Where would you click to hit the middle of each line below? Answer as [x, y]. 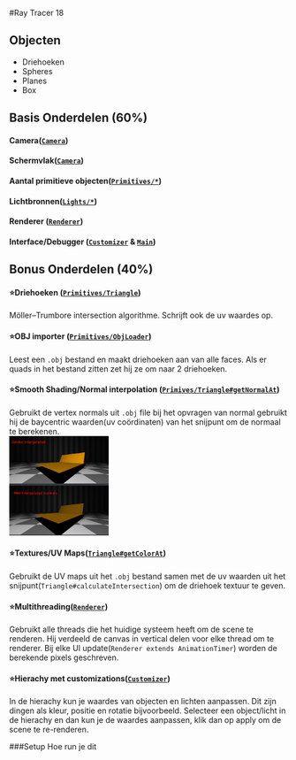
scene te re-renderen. [49, 730]
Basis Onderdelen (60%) [79, 118]
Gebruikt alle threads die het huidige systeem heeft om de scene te [131, 629]
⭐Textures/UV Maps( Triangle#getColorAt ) [87, 553]
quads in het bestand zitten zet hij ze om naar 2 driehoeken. [118, 368]
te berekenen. [34, 431]
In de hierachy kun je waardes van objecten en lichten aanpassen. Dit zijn [143, 702]
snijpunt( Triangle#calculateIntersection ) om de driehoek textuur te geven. [147, 585]
